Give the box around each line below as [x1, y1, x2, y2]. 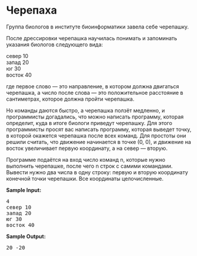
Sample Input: [6, 186, 42, 193]
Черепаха [6, 4, 58, 17]
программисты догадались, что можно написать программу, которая [6, 113, 184, 120]
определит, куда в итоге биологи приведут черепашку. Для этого [6, 119, 173, 126]
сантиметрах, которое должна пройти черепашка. [6, 95, 135, 103]
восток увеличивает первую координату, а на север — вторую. [6, 145, 168, 152]
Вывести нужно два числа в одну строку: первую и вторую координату [6, 168, 189, 175]
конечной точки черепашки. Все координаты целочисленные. [6, 175, 164, 182]
